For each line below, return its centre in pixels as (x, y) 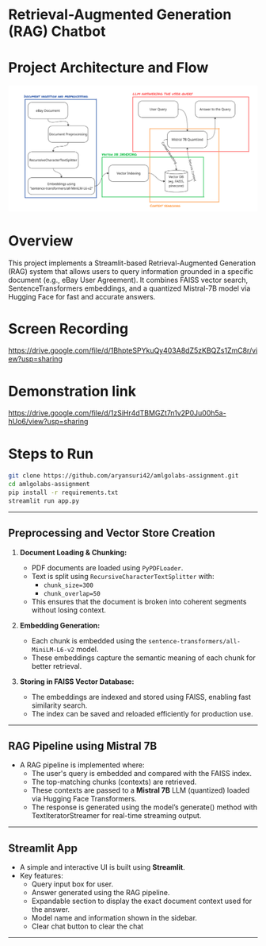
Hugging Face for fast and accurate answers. (82, 296)
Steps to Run (51, 454)
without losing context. (69, 610)
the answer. (50, 909)
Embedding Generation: (60, 625)
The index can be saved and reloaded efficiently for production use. (142, 713)
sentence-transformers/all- (195, 641)
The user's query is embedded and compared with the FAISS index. (141, 774)
